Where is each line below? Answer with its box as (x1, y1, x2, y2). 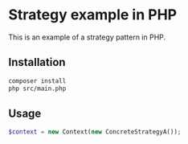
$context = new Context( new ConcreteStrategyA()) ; (8, 128, 182, 136)
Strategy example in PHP (8, 6, 178, 24)
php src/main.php (8, 84, 67, 93)
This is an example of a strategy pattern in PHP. (8, 32, 166, 42)
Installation (8, 56, 66, 69)
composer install (8, 76, 67, 85)
